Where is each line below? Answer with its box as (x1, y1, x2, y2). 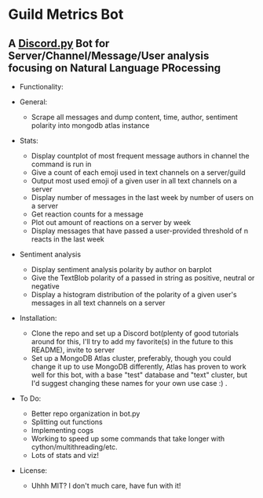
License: (19, 466, 48, 475)
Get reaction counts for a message (31, 209, 144, 219)
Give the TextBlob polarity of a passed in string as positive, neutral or (31, 273, 255, 282)
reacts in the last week (31, 234, 104, 244)
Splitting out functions (31, 417, 104, 427)
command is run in (31, 159, 92, 169)
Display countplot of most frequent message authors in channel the (31, 151, 250, 160)
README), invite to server (31, 345, 115, 354)
